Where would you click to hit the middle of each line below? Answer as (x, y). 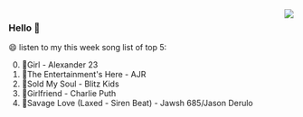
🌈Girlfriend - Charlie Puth (69, 94)
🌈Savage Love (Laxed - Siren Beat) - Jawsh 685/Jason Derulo (137, 103)
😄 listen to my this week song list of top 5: (88, 48)
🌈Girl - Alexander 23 (60, 65)
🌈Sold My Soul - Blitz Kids (70, 84)
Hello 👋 (24, 28)
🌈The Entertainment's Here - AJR (84, 75)
